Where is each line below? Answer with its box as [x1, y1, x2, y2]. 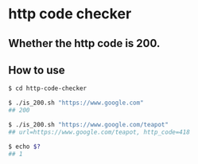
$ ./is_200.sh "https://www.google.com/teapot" [8, 121, 169, 129]
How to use [8, 63, 65, 76]
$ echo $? [8, 143, 41, 150]
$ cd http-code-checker [8, 84, 87, 92]
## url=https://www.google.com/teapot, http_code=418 [8, 128, 191, 136]
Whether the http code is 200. [8, 37, 161, 50]
